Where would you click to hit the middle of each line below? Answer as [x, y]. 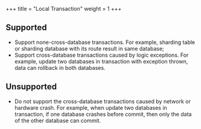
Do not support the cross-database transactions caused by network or [103, 101]
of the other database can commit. [58, 121]
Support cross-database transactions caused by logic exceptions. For [101, 55]
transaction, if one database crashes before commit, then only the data [103, 114]
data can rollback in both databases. [60, 68]
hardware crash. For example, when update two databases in [91, 107]
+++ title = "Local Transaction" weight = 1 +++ [64, 9]
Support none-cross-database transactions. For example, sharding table [105, 42]
